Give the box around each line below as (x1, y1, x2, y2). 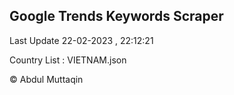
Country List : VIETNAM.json (9, 54, 127, 66)
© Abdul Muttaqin (9, 73, 84, 85)
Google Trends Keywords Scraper (9, 8, 224, 25)
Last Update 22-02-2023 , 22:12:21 (9, 34, 154, 46)
